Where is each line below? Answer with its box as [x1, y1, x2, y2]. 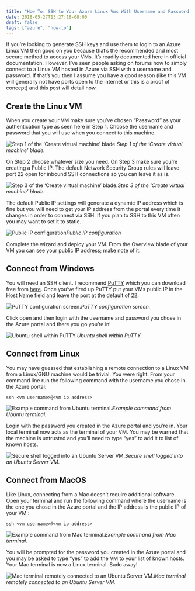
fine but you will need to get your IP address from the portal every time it [6, 206, 181, 213]
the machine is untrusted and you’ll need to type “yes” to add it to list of [6, 434, 179, 441]
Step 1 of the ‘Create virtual [116, 141, 183, 148]
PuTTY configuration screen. [81, 303, 151, 310]
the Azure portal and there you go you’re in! [6, 320, 111, 327]
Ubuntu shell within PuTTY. [76, 331, 142, 339]
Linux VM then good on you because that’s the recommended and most [6, 47, 179, 54]
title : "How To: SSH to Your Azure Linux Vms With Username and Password [6, 8, 190, 15]
